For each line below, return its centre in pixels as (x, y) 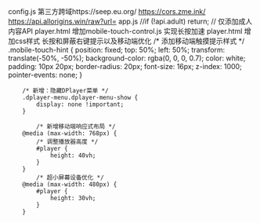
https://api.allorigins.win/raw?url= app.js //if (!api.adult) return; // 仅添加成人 (130, 21)
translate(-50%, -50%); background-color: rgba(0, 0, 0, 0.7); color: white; (127, 58)
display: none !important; (80, 104)
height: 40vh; (73, 155)
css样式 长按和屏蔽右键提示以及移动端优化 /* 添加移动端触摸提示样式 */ (130, 41)
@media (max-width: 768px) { (70, 133)
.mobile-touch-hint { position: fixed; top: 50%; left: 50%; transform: (117, 50)
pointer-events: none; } (45, 75)
